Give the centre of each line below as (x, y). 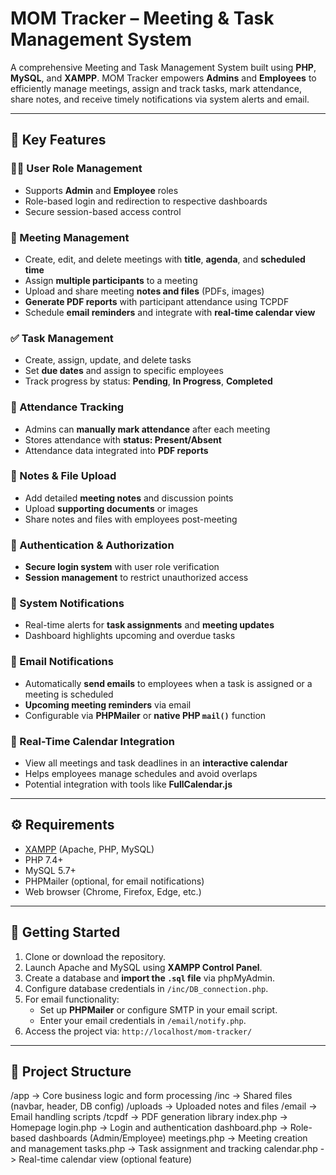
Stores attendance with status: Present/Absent (123, 439)
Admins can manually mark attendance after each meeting (147, 429)
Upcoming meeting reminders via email (108, 704)
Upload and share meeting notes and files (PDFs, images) (144, 291)
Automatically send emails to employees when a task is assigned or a (168, 683)
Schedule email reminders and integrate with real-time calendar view (170, 312)
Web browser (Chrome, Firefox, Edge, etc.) (113, 891)
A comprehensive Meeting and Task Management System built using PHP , (163, 67)
